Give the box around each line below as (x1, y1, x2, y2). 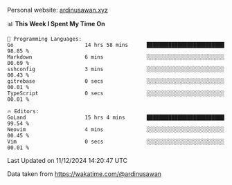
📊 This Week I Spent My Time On (7, 20, 105, 28)
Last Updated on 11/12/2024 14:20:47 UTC (7, 157, 128, 164)
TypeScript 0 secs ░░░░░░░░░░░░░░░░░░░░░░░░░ (7, 90, 225, 97)
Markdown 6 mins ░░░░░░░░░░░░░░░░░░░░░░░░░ (7, 54, 225, 61)
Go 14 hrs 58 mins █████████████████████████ (7, 41, 225, 48)
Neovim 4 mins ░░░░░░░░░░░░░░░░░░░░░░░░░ (7, 126, 225, 133)
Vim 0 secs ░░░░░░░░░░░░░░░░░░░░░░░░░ (7, 138, 225, 145)
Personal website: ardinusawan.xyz (7, 6, 109, 14)
